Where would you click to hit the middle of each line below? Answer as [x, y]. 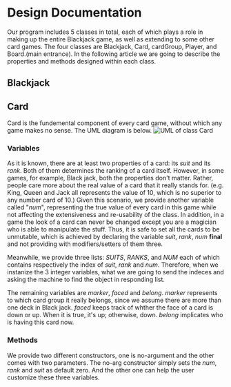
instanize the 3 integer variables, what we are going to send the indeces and [115, 272]
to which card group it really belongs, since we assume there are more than [114, 300]
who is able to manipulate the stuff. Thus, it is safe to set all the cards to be [113, 229]
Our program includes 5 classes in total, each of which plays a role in [105, 32]
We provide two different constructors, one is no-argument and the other [111, 355]
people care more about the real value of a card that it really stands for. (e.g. [115, 185]
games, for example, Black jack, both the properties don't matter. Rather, [110, 178]
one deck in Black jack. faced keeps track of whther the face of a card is [110, 308]
